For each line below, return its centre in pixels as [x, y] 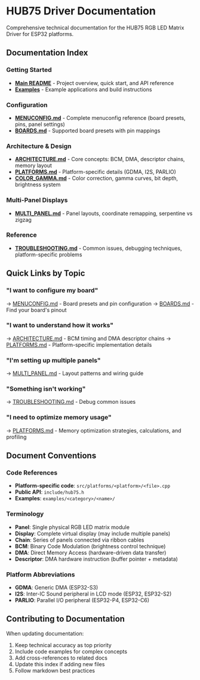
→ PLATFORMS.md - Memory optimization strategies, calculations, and [94, 430]
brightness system [38, 185]
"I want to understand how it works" [60, 325]
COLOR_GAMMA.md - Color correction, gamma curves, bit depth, [96, 179]
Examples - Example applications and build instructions [83, 89]
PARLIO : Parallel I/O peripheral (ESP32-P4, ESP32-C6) [82, 600]
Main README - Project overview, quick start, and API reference [94, 83]
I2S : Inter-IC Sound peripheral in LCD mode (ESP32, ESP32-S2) [93, 594]
